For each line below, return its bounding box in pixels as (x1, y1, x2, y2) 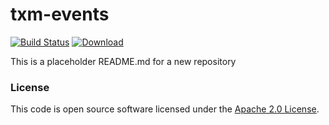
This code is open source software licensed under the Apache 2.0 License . (10, 103, 320, 115)
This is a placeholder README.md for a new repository (10, 55, 237, 67)
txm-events (10, 3, 110, 26)
